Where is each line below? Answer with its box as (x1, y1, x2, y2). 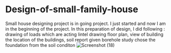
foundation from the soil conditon (5, 42, 76, 48)
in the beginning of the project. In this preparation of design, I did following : (5, 25, 165, 32)
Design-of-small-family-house (5, 4, 139, 15)
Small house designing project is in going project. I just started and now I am (5, 20, 166, 26)
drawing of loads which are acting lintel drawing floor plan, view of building (5, 31, 164, 37)
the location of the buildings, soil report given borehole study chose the (5, 37, 156, 43)
